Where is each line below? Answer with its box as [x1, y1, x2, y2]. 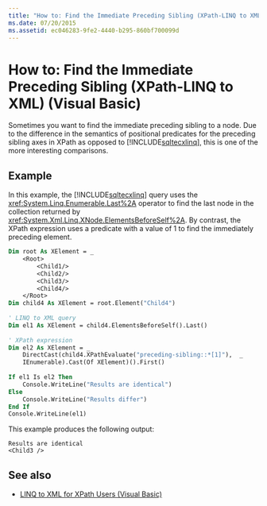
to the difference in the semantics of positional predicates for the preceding [8, 129, 256, 139]
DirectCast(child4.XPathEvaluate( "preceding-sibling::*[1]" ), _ [22, 351, 244, 359]
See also [8, 468, 52, 481]
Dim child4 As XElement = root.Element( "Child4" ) [8, 299, 176, 307]
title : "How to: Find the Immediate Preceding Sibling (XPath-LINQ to [8, 11, 247, 20]
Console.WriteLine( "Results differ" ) [22, 395, 148, 404]
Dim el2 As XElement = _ [8, 343, 91, 352]
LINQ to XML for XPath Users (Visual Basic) [19, 489, 163, 499]
